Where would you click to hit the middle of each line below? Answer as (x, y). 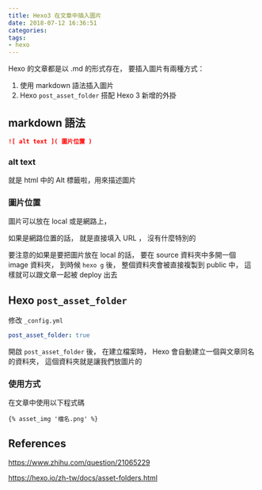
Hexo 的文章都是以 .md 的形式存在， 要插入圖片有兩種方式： (106, 69)
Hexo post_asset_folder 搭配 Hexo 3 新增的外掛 (98, 95)
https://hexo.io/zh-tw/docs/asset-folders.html (83, 478)
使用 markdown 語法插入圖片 (67, 86)
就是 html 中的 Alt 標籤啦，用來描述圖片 (72, 180)
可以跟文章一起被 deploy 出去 (70, 275)
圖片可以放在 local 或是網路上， (60, 221)
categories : (28, 30)
